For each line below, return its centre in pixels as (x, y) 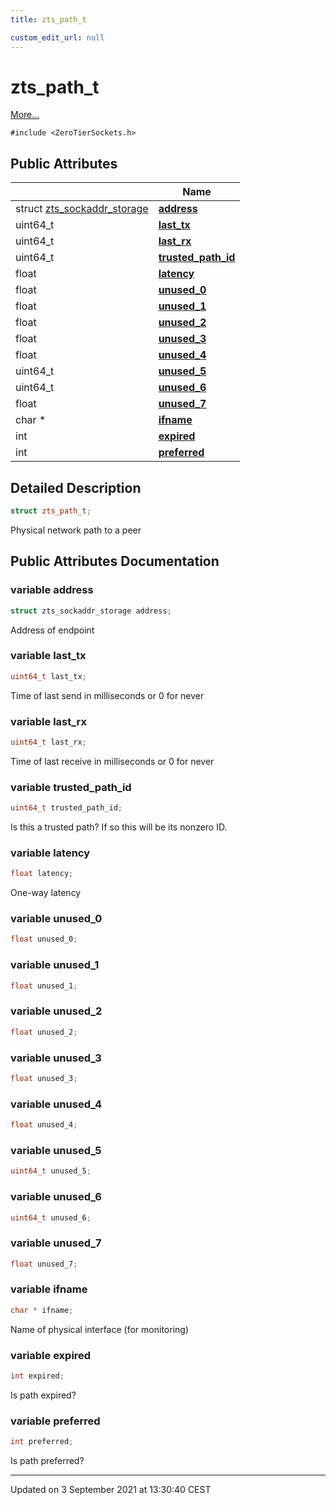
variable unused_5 (56, 1150)
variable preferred (55, 1421)
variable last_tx (48, 656)
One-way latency (46, 893)
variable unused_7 (56, 1243)
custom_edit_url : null (57, 37)
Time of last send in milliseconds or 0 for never (107, 695)
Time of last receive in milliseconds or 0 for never (112, 761)
